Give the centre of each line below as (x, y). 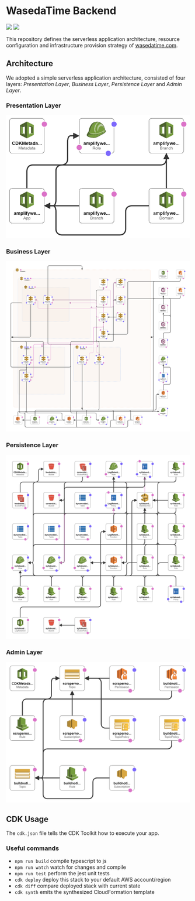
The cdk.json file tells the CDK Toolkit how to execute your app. (83, 833)
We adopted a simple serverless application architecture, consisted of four (96, 78)
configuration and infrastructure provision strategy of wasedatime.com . (92, 45)
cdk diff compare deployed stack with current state (77, 886)
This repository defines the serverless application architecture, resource (93, 39)
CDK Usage (27, 819)
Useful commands (33, 848)
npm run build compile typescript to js (60, 861)
